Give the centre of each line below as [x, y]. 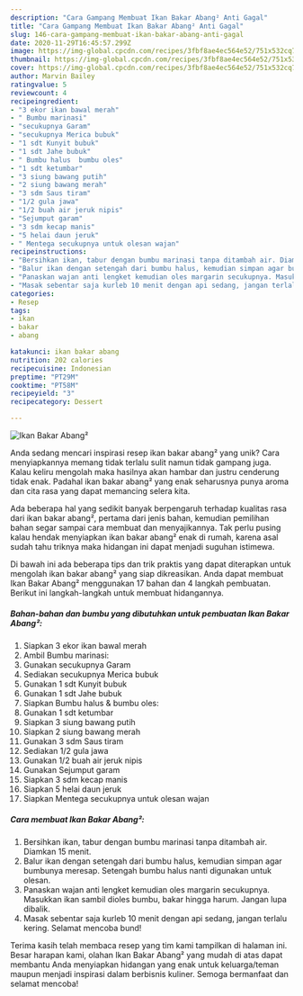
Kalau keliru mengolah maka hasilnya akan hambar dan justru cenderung [145, 472]
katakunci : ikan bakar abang [65, 352]
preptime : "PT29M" [45, 377]
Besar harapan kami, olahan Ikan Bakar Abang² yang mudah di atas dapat [147, 955]
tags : [20, 310]
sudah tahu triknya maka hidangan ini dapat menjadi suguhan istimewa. [143, 547]
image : [22, 51]
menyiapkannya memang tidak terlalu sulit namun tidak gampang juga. [141, 462]
